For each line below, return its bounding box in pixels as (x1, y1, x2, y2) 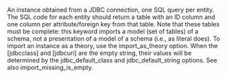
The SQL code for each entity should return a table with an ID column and (7, 13, 215, 21)
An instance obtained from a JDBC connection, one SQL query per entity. (7, 6, 215, 14)
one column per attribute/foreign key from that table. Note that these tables (7, 20, 220, 28)
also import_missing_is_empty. (7, 64, 94, 71)
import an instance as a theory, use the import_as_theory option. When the (7, 42, 218, 50)
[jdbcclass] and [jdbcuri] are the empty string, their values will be (7, 49, 192, 57)
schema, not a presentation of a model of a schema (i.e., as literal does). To (7, 35, 221, 43)
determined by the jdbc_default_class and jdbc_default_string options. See (7, 56, 217, 64)
